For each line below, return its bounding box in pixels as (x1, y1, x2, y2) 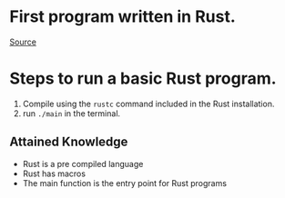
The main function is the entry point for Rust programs (22, 177, 228, 188)
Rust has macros (22, 168, 87, 179)
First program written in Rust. (9, 6, 237, 27)
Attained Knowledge (9, 134, 128, 150)
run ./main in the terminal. (22, 107, 121, 119)
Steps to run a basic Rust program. (9, 68, 277, 89)
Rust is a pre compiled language (22, 158, 144, 169)
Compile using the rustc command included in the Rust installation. (22, 98, 275, 109)
